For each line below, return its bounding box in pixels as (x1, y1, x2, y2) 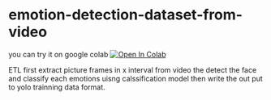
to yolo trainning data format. (8, 82, 105, 92)
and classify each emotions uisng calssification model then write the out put (8, 73, 264, 83)
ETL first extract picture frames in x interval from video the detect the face (8, 65, 257, 74)
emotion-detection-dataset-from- (8, 6, 243, 24)
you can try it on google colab (8, 49, 109, 59)
